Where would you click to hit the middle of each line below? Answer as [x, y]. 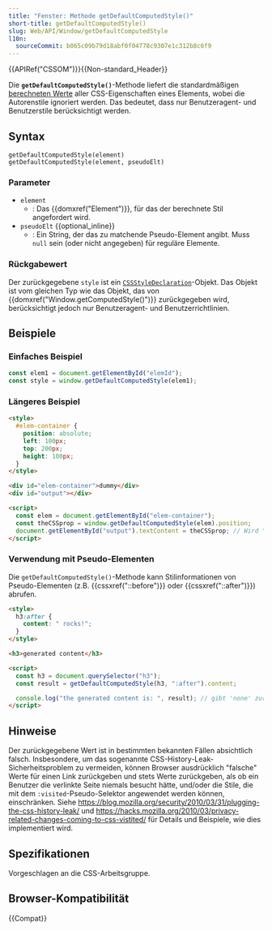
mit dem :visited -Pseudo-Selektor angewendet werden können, [117, 794]
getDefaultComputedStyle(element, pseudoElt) [86, 162]
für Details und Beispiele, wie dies [204, 820]
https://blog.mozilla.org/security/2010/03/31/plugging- [169, 802]
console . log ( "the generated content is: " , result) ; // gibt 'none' [134, 698]
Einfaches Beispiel [45, 356]
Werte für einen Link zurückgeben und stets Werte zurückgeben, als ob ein [134, 777]
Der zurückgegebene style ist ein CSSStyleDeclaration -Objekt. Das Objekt [133, 282]
